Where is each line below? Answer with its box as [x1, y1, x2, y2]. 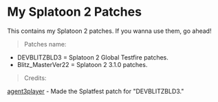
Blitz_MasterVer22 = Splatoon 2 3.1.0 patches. [17, 60, 148, 68]
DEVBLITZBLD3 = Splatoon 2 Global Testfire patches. [17, 53, 168, 62]
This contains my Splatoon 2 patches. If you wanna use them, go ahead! [7, 27, 212, 35]
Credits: [23, 73, 47, 82]
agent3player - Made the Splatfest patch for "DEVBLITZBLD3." [7, 87, 184, 95]
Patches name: [23, 40, 67, 48]
